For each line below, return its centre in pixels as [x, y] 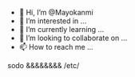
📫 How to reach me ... [56, 47]
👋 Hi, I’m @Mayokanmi [56, 12]
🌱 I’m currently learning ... [62, 29]
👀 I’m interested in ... [53, 21]
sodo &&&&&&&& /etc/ [44, 65]
